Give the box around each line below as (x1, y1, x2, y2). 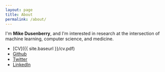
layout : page (5, 7, 33, 13)
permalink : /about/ (5, 17, 47, 22)
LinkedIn (12, 61, 31, 68)
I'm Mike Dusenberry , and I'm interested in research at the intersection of (5, 31, 160, 37)
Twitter (12, 56, 28, 62)
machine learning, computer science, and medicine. (5, 36, 114, 42)
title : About (5, 12, 33, 17)
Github (12, 51, 27, 57)
